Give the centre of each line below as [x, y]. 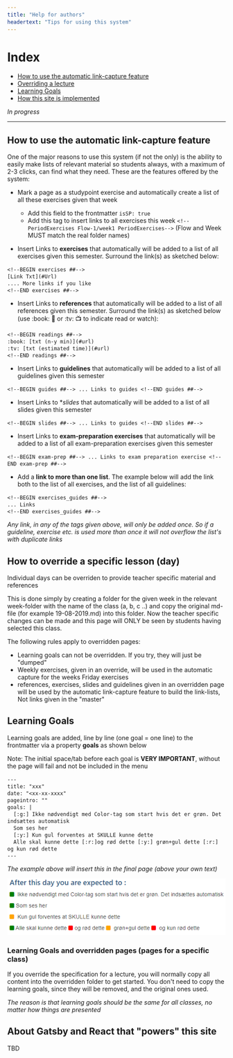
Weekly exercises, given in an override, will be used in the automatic [115, 670]
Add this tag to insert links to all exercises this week [101, 221]
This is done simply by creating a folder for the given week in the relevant [112, 599]
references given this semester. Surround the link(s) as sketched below [119, 311]
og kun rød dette [32, 849]
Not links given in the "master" [61, 699]
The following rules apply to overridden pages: [74, 642]
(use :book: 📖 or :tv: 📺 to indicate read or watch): [88, 318]
